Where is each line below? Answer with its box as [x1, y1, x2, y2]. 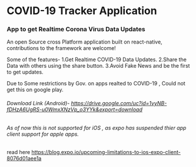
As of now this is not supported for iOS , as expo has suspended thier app [6, 124, 187, 131]
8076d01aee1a [6, 155, 42, 162]
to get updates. [6, 69, 44, 76]
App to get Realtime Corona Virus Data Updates [6, 25, 146, 34]
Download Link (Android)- [6, 100, 70, 107]
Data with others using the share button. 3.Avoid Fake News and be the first [6, 62, 190, 69]
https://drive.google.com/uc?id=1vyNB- [71, 100, 167, 107]
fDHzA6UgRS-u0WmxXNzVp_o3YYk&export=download [6, 106, 143, 113]
